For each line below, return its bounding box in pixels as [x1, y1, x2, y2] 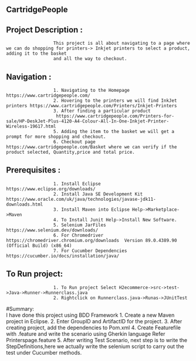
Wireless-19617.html [6, 124, 57, 130]
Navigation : [6, 72, 52, 82]
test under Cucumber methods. [6, 349, 82, 356]
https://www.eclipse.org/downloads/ [6, 186, 96, 192]
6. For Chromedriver [53, 232, 104, 238]
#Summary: [6, 305, 34, 312]
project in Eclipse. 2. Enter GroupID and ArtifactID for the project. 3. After [6, 317, 183, 324]
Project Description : [6, 25, 83, 35]
